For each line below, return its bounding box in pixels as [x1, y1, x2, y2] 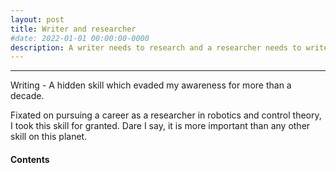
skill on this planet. [10, 131, 88, 143]
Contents [10, 153, 50, 165]
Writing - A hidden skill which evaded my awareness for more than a [10, 79, 292, 91]
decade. [10, 90, 45, 102]
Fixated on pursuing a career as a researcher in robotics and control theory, [10, 109, 322, 121]
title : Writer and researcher [10, 24, 137, 34]
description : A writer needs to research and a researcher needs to [10, 42, 302, 53]
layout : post [10, 14, 65, 25]
